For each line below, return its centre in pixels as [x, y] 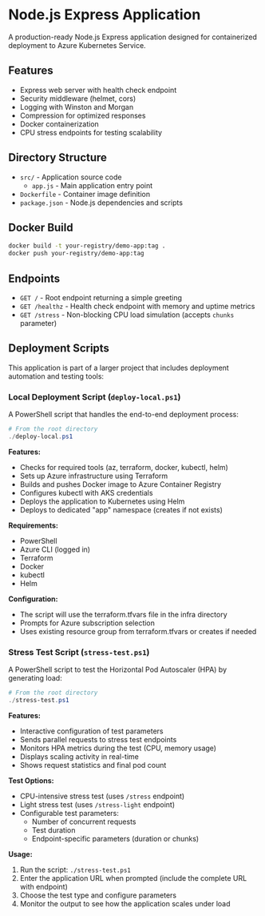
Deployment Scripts [59, 349]
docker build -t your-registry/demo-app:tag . [87, 246]
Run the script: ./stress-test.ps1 [75, 870]
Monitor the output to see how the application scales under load [125, 903]
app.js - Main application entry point [92, 185]
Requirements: [33, 525]
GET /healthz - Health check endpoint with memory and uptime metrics [137, 306]
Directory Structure [58, 158]
